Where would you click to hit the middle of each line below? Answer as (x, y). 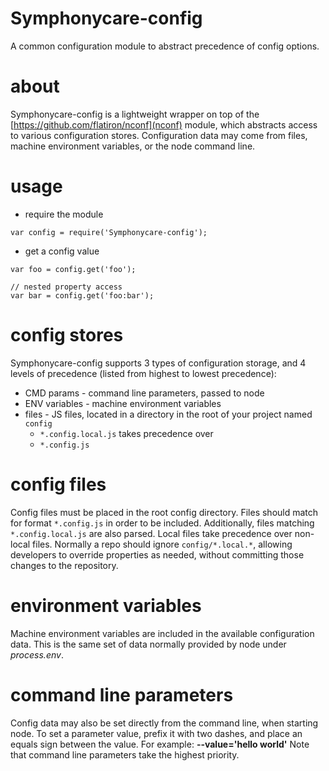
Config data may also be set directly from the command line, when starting (164, 723)
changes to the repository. (64, 565)
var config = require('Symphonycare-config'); (109, 232)
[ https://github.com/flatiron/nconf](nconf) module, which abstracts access (164, 124)
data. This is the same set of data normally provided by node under (148, 644)
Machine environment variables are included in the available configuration (162, 633)
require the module (64, 214)
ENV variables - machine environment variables (123, 403)
